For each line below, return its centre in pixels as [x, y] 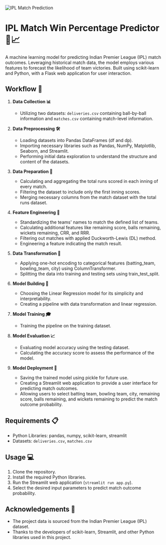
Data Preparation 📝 [32, 171]
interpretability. [36, 298]
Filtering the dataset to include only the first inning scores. [80, 192]
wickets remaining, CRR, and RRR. [55, 233]
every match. [34, 186]
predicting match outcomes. [49, 388]
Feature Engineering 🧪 [36, 212]
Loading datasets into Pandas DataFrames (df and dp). [76, 140]
